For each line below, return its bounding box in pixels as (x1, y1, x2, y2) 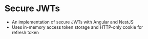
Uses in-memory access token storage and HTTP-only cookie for (11, 24, 144, 30)
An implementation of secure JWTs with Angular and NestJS (11, 19, 134, 25)
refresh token (11, 29, 39, 35)
